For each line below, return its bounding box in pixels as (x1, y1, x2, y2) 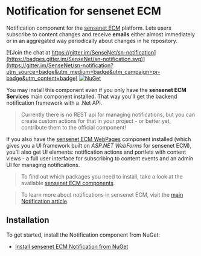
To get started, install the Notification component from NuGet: (6, 231, 161, 238)
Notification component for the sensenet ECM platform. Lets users (6, 24, 172, 31)
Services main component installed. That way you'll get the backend (6, 93, 177, 100)
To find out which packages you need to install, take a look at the (21, 172, 183, 180)
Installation (6, 215, 49, 225)
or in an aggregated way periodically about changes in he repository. (6, 37, 178, 44)
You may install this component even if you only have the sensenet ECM (6, 86, 187, 93)
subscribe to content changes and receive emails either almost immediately (6, 30, 195, 38)
